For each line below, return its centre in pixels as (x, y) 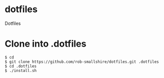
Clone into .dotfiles (46, 44)
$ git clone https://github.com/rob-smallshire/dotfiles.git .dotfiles (82, 62)
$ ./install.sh (21, 70)
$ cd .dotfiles (21, 66)
